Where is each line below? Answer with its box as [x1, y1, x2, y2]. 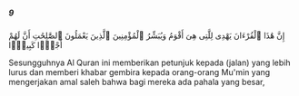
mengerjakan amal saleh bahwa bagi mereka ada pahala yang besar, [8, 76, 265, 87]
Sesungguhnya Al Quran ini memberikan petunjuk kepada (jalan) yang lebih [8, 57, 291, 68]
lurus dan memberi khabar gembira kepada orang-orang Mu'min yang [8, 66, 271, 77]
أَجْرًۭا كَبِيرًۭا [8, 39, 63, 50]
